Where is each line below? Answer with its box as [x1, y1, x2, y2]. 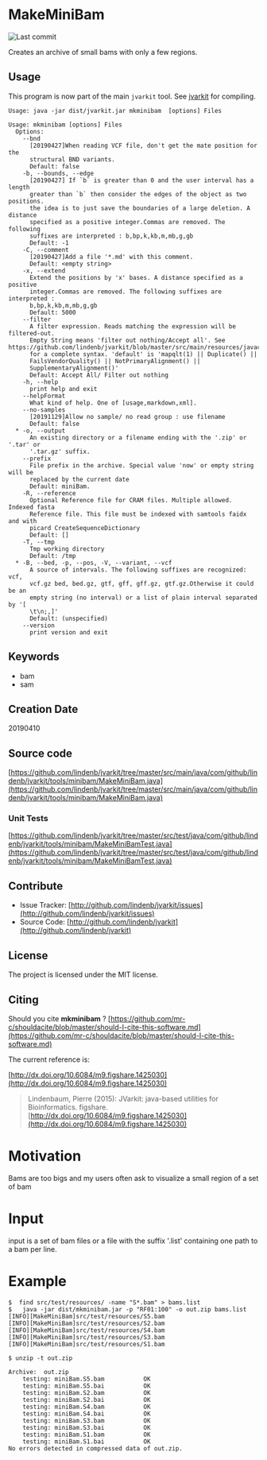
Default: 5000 [29, 308, 77, 316]
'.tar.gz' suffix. [29, 447, 91, 455]
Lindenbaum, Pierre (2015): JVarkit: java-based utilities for [27, 1094, 219, 1103]
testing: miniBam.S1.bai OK [22, 1437, 151, 1446]
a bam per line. [8, 1244, 57, 1253]
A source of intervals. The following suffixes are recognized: [29, 566, 247, 574]
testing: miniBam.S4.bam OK [22, 1403, 151, 1411]
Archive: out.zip [8, 1368, 69, 1376]
